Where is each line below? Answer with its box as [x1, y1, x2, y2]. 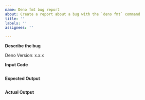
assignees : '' [5, 25, 34, 30]
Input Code [5, 62, 28, 68]
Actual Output [5, 89, 34, 95]
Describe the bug [5, 43, 41, 49]
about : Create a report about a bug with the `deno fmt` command [5, 12, 140, 17]
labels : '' [5, 20, 27, 26]
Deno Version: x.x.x [5, 52, 44, 59]
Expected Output [5, 76, 40, 81]
